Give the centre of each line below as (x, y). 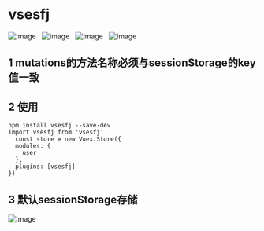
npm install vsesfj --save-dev (59, 126)
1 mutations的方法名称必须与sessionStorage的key (132, 63)
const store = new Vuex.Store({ (69, 139)
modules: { (33, 146)
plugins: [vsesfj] (46, 167)
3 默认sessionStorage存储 (73, 199)
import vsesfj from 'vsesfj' (56, 132)
